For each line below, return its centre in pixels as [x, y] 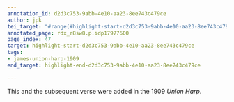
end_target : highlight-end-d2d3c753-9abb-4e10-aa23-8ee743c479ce [104, 65]
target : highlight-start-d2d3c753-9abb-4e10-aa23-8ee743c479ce [101, 46]
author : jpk [24, 20]
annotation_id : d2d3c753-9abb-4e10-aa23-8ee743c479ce [87, 14]
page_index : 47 [29, 40]
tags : [15, 53]
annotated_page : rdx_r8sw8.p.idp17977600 [68, 33]
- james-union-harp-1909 [43, 59]
